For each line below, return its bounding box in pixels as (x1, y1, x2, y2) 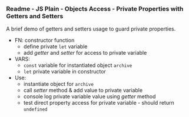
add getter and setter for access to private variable (23, 49, 147, 56)
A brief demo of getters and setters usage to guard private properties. (6, 25, 176, 32)
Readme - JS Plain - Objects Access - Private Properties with (6, 5, 184, 13)
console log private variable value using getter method (23, 93, 156, 100)
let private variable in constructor (23, 68, 106, 75)
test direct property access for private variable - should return (23, 99, 175, 106)
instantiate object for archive (23, 81, 94, 88)
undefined (23, 106, 48, 113)
